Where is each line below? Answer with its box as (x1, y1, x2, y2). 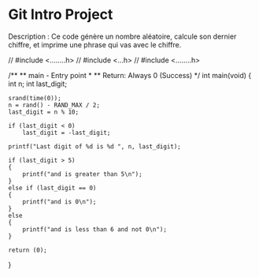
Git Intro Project (8, 6, 113, 24)
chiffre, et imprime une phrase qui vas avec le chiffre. (8, 39, 182, 49)
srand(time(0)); (8, 94, 61, 102)
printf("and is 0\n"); (22, 197, 97, 206)
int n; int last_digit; (8, 79, 68, 88)
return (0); (8, 246, 47, 254)
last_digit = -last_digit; (22, 129, 111, 137)
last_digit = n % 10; (8, 108, 80, 116)
